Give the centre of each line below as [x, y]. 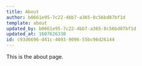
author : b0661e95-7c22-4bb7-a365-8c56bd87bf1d [66, 17]
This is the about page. [35, 57]
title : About [23, 12]
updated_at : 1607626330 [36, 34]
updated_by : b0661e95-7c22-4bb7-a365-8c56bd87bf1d [71, 28]
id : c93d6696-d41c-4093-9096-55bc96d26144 [60, 40]
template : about [27, 23]
